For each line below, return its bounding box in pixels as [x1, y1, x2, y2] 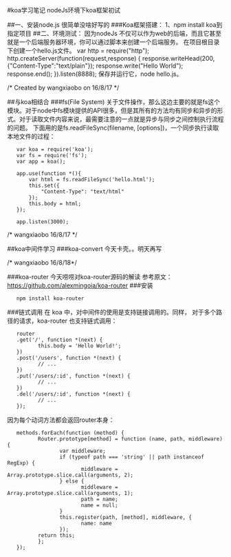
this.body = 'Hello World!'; [37, 343, 122, 350]
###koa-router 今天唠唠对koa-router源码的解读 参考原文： [7, 273, 173, 281]
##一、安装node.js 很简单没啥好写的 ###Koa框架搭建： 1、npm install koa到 [7, 21, 223, 29]
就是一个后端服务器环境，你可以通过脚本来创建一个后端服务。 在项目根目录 [7, 38, 220, 46]
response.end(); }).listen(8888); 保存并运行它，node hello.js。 [7, 70, 183, 78]
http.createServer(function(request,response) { [7, 54, 141, 62]
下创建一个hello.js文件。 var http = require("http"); [7, 47, 150, 54]
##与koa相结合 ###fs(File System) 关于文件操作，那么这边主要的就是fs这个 [7, 98, 220, 105]
